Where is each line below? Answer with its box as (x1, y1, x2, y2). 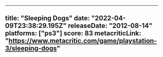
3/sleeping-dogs (5, 44, 57, 53)
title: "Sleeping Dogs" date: (5, 14, 90, 22)
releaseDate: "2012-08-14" (67, 22, 153, 30)
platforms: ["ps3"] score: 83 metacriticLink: (5, 29, 142, 38)
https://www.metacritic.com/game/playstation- (8, 37, 157, 45)
